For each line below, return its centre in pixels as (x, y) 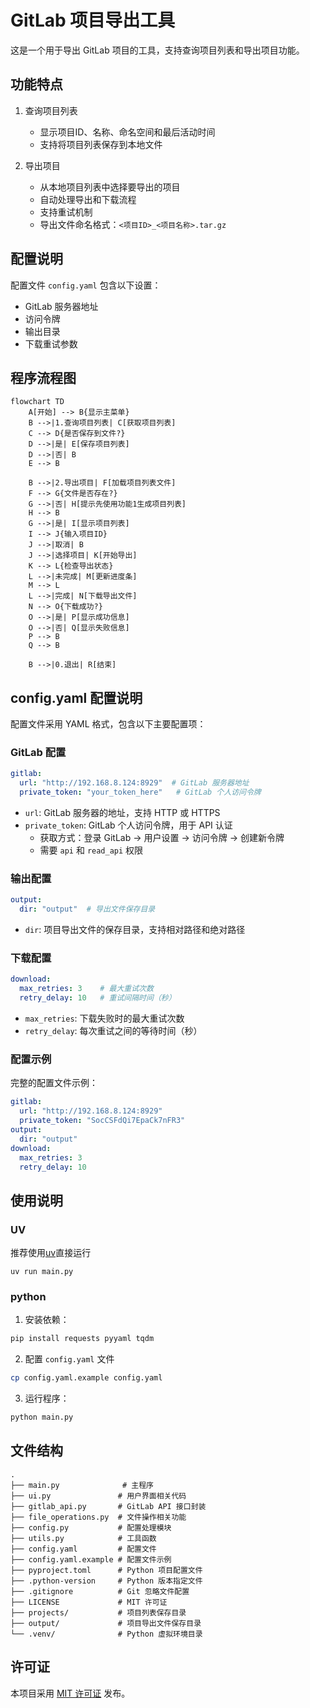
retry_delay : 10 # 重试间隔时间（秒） (98, 998)
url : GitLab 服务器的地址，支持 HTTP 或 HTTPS (122, 813)
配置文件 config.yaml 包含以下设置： (86, 285)
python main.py (42, 1417)
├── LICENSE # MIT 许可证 (89, 1602)
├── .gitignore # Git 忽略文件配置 (100, 1591)
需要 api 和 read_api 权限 (91, 850)
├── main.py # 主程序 (82, 1485)
